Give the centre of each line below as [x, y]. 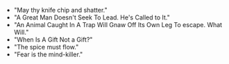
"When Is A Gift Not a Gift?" [53, 40]
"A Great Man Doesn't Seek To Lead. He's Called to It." [92, 17]
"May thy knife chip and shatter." [60, 10]
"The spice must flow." [46, 47]
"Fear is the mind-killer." [48, 54]
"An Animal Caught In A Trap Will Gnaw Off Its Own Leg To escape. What [118, 25]
